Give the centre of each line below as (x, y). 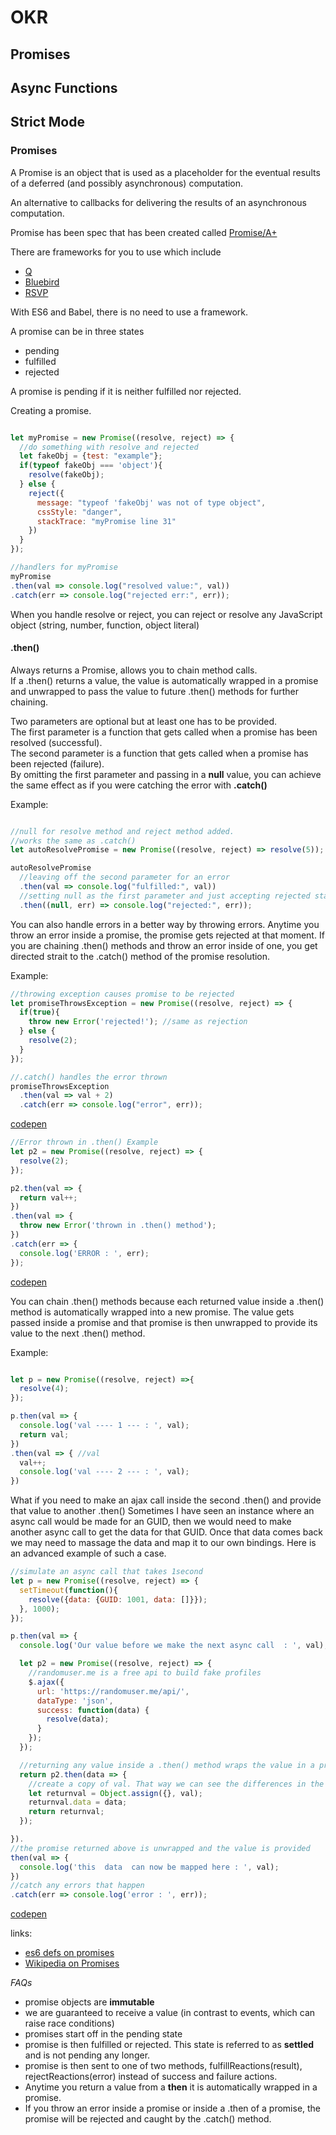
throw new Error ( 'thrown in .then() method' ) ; (118, 1226)
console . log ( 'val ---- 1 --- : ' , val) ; (104, 1426)
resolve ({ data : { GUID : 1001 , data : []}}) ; (118, 1599)
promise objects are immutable (89, 2002)
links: (21, 1933)
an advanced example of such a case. (88, 1553)
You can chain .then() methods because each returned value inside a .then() (167, 1301)
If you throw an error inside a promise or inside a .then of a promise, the (173, 2108)
